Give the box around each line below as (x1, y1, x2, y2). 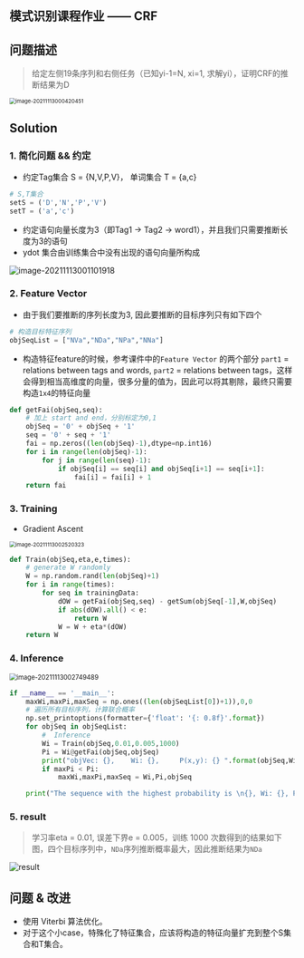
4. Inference (9, 652, 64, 664)
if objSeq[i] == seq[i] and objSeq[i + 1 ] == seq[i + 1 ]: (57, 464, 265, 473)
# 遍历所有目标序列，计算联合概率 (25, 705, 136, 714)
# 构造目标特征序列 (9, 327, 72, 336)
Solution (9, 121, 58, 136)
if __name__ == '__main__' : (9, 688, 116, 698)
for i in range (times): (25, 580, 116, 589)
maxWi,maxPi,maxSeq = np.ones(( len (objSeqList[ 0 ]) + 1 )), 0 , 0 (25, 697, 253, 706)
